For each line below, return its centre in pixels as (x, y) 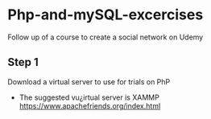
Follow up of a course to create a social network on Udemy (105, 37)
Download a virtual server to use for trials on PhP (89, 81)
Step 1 (23, 62)
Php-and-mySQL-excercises (105, 15)
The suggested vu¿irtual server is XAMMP (89, 97)
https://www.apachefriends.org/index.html (90, 105)
